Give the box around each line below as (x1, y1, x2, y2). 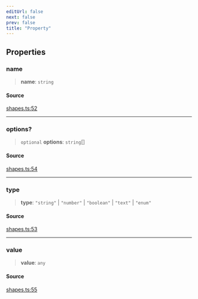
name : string (20, 78, 54, 85)
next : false (6, 14, 35, 20)
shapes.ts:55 (6, 286, 38, 293)
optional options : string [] (20, 138, 85, 145)
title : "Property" (6, 25, 51, 31)
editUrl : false (6, 8, 44, 15)
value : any (20, 259, 46, 266)
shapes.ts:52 (6, 105, 38, 112)
